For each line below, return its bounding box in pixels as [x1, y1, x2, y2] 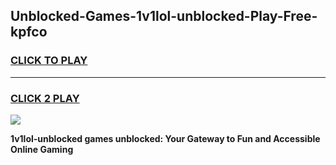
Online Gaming [10, 143, 74, 155]
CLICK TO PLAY [10, 54, 88, 68]
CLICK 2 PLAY [10, 91, 80, 105]
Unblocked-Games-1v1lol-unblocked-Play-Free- [10, 8, 318, 25]
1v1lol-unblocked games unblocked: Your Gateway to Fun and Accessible [10, 132, 321, 144]
